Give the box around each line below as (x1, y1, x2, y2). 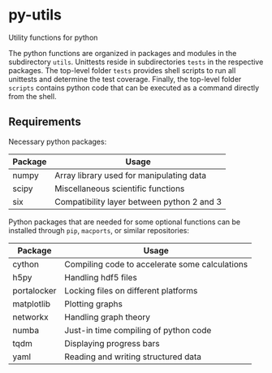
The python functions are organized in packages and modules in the (8, 48, 237, 58)
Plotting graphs (64, 298, 123, 310)
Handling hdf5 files (64, 271, 138, 283)
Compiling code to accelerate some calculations (64, 258, 248, 270)
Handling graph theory (64, 311, 151, 323)
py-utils (8, 6, 63, 24)
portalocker (12, 284, 57, 296)
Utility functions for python (8, 33, 98, 42)
